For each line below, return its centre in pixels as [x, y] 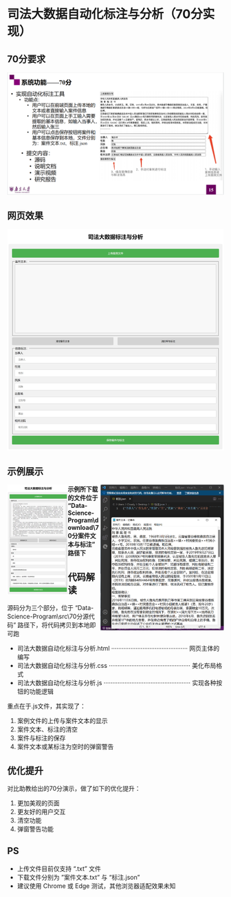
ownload [80, 528]
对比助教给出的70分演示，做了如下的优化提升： [74, 789]
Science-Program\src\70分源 [48, 617]
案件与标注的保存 [41, 738]
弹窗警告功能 [35, 829]
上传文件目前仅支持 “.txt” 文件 [59, 868]
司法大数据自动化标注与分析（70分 [105, 14]
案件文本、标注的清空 [47, 729]
